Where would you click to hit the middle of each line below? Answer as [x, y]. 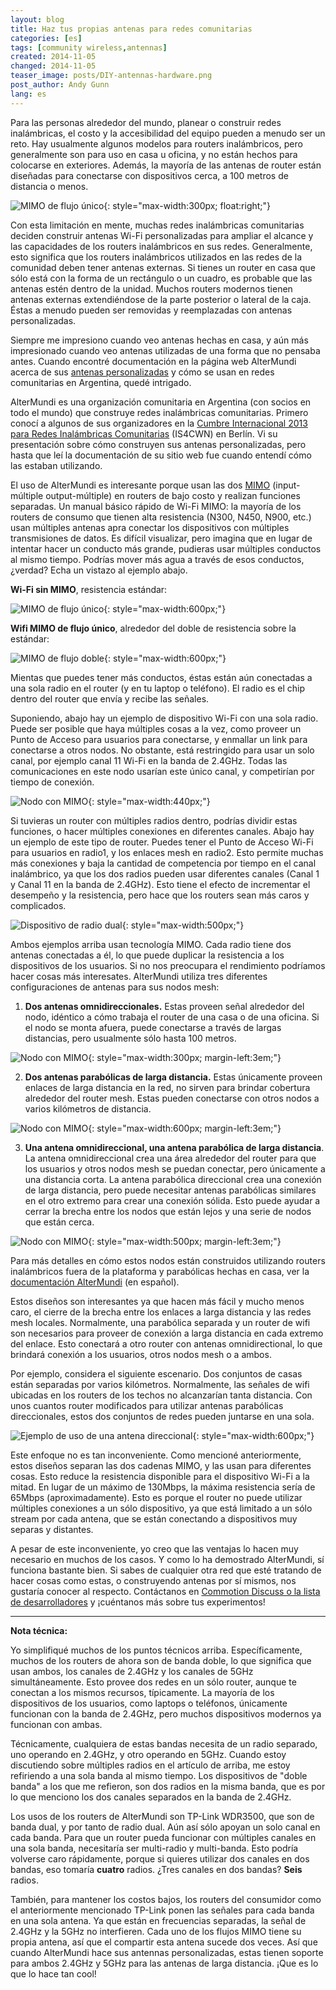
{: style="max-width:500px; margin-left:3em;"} [185, 1241]
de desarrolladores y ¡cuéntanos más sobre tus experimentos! [138, 1602]
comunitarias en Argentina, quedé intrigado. [101, 382]
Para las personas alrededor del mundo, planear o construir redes [146, 122]
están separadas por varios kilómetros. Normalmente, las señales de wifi [160, 1384]
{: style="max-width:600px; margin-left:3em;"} [185, 1128]
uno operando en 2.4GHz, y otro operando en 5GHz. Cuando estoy [148, 1754]
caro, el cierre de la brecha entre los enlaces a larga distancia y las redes [161, 1312]
